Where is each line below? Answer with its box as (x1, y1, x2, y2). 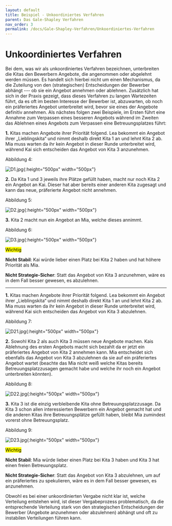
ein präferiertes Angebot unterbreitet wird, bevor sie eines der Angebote (5, 104, 158, 110)
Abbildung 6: (5, 227, 32, 233)
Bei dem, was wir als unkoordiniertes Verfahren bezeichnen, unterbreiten (5, 66, 160, 72)
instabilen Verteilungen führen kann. (5, 515, 82, 521)
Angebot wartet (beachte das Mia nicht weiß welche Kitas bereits (5, 360, 143, 367)
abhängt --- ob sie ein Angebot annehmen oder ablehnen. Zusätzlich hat (5, 88, 159, 94)
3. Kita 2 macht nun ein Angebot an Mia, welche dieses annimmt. (5, 217, 142, 223)
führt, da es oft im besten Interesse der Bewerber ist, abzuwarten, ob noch (5, 98, 163, 105)
